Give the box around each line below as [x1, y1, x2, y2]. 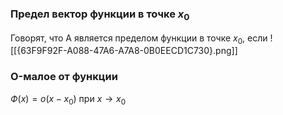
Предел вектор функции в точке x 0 [10, 7, 190, 23]
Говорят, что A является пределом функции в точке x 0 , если [10, 32, 268, 46]
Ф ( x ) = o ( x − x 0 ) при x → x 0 [10, 92, 127, 107]
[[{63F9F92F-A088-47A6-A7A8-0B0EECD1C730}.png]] [10, 45, 238, 57]
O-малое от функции [10, 70, 118, 84]
